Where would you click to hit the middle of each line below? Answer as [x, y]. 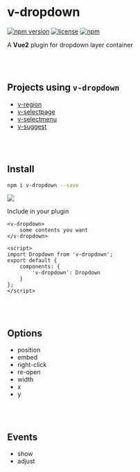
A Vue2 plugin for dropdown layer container [70, 44]
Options [25, 333]
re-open [29, 372]
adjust [26, 461]
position [29, 350]
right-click [32, 365]
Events [23, 437]
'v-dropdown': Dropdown [66, 273]
